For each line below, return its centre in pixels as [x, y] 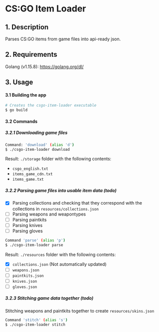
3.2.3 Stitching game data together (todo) [49, 298]
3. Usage [19, 82]
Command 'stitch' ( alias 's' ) [37, 320]
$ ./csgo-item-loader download [38, 149]
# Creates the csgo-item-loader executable [51, 106]
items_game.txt [28, 180]
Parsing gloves [28, 231]
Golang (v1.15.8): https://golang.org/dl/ [44, 66]
